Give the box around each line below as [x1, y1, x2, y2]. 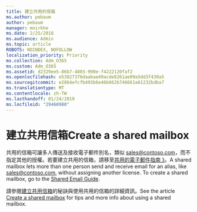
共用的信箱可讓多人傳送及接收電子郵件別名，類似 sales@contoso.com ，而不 [6, 149, 191, 156]
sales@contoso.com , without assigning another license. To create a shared [6, 169, 188, 176]
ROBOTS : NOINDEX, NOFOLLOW [6, 47, 72, 53]
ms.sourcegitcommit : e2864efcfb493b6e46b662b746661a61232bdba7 [6, 80, 165, 86]
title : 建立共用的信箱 [6, 8, 56, 15]
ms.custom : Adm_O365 [6, 63, 57, 69]
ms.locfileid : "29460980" [6, 101, 69, 107]
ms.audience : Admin [6, 36, 54, 42]
